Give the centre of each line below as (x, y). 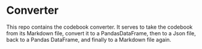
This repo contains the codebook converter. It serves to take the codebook (99, 27)
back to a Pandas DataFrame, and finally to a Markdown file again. (89, 39)
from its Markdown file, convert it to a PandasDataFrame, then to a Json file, (101, 33)
